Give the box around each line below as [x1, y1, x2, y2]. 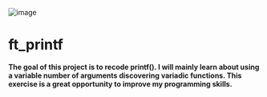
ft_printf [8, 36, 64, 54]
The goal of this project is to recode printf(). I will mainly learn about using [8, 62, 260, 71]
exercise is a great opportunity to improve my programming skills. [8, 79, 233, 88]
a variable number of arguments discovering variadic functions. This [8, 71, 242, 80]
